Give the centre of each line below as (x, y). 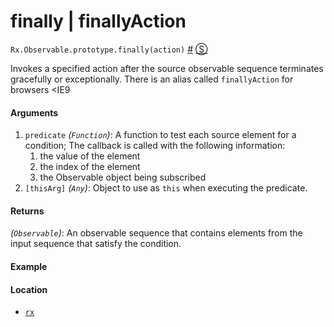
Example (29, 266)
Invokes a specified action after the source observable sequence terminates (167, 68)
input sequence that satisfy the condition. (96, 244)
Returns (27, 211)
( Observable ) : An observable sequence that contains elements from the (156, 233)
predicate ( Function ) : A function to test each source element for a (160, 135)
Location (29, 289)
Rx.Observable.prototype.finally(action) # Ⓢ (109, 49)
